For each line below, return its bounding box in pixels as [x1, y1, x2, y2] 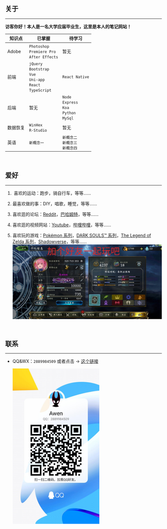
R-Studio [29, 128, 47, 133]
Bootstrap [29, 67, 50, 72]
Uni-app [29, 77, 45, 82]
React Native [62, 75, 89, 80]
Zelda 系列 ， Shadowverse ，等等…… [12, 238, 87, 245]
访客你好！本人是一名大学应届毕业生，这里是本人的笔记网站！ [5, 23, 132, 29]
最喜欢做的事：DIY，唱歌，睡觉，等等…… [12, 200, 97, 206]
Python [62, 111, 76, 116]
